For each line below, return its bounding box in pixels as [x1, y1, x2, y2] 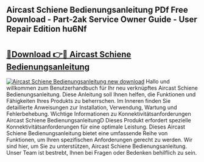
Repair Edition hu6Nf [6, 24, 87, 34]
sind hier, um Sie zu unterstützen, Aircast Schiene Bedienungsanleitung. [6, 143, 188, 150]
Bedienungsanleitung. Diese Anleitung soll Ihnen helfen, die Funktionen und [6, 91, 196, 98]
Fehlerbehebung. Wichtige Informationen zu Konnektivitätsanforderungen [6, 110, 192, 118]
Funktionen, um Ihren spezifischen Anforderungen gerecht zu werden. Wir [6, 136, 193, 143]
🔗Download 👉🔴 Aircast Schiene [6, 49, 132, 60]
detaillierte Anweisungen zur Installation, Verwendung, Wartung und [6, 104, 178, 111]
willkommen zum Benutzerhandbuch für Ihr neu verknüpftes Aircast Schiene [6, 85, 198, 91]
